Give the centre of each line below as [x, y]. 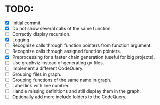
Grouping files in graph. [37, 74]
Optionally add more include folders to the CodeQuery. [69, 97]
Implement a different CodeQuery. [48, 68]
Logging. [21, 40]
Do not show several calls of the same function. [62, 29]
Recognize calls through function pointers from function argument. [82, 45]
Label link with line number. [41, 85]
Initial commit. [27, 23]
